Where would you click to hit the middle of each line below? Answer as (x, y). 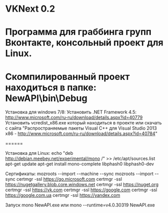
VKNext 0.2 (30, 9)
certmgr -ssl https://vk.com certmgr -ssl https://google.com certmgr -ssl (81, 190)
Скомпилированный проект (68, 77)
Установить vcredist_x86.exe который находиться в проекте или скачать (83, 123)
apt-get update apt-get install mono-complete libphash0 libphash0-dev (80, 164)
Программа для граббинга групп (78, 32)
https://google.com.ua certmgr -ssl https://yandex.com (63, 195)
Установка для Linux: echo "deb (39, 153)
